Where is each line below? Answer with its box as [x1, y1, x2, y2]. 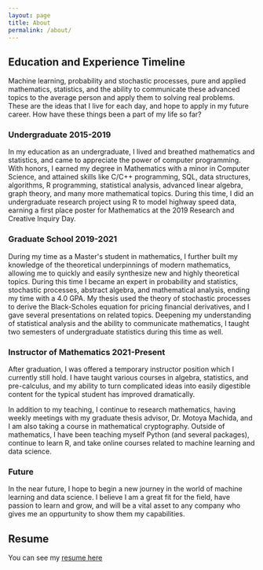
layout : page [8, 11, 51, 20]
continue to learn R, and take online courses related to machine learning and [8, 439, 255, 448]
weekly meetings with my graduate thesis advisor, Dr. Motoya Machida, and [8, 413, 253, 423]
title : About [8, 19, 51, 27]
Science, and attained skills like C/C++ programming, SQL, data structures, [8, 172, 251, 182]
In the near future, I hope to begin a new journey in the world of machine [8, 484, 243, 494]
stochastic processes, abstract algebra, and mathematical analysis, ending [8, 285, 250, 294]
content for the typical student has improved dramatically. [8, 390, 195, 399]
